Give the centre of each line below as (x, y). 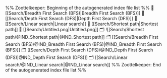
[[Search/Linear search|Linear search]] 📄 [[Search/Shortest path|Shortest (82, 24)
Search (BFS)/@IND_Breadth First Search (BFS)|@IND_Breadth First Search (84, 44)
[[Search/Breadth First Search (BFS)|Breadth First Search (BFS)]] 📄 (75, 13)
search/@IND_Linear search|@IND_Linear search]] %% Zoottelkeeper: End (83, 65)
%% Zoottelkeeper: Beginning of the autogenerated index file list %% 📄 (80, 8)
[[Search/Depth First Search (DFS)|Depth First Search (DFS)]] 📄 (71, 18)
